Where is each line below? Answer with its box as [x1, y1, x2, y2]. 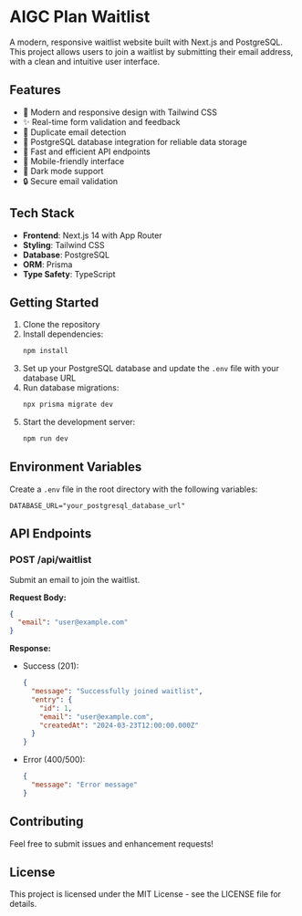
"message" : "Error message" [31, 780, 139, 789]
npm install [22, 347, 68, 356]
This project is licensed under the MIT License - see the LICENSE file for [9, 889, 281, 900]
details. [9, 899, 37, 910]
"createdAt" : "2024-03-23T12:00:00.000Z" [39, 721, 199, 730]
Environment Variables [9, 459, 142, 475]
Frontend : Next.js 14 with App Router [22, 230, 162, 241]
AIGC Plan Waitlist [9, 6, 151, 27]
